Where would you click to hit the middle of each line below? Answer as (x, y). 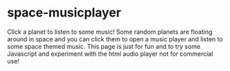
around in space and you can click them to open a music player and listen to (115, 39)
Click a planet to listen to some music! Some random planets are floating (110, 32)
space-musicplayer (64, 13)
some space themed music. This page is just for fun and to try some (104, 46)
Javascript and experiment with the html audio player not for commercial (110, 54)
